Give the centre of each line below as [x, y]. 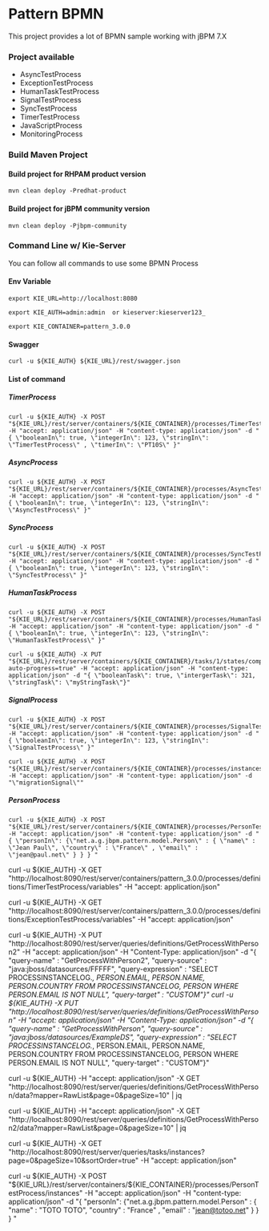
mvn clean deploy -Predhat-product [68, 191]
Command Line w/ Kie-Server [67, 245]
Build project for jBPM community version [79, 209]
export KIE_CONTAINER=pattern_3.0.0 [69, 327]
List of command [37, 379]
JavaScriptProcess [51, 126]
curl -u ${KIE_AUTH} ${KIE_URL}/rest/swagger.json [94, 362]
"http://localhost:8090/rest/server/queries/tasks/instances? [107, 1152]
